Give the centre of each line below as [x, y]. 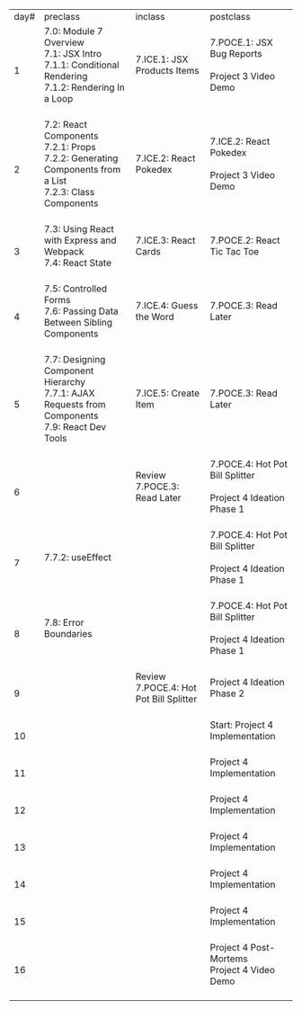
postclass [230, 17]
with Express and [80, 240]
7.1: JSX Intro [73, 54]
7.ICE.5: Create [168, 393]
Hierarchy [64, 382]
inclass [150, 17]
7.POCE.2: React [245, 240]
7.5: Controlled [75, 289]
